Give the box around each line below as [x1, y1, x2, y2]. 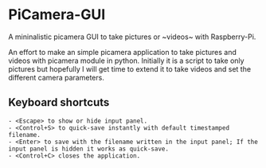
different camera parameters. [8, 72, 105, 82]
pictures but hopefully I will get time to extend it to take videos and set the [8, 64, 252, 73]
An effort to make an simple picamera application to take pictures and [8, 47, 237, 57]
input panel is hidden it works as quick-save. [8, 145, 170, 153]
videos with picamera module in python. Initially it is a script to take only [8, 56, 244, 65]
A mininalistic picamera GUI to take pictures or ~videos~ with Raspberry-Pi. [8, 32, 256, 41]
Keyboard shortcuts [8, 96, 110, 109]
